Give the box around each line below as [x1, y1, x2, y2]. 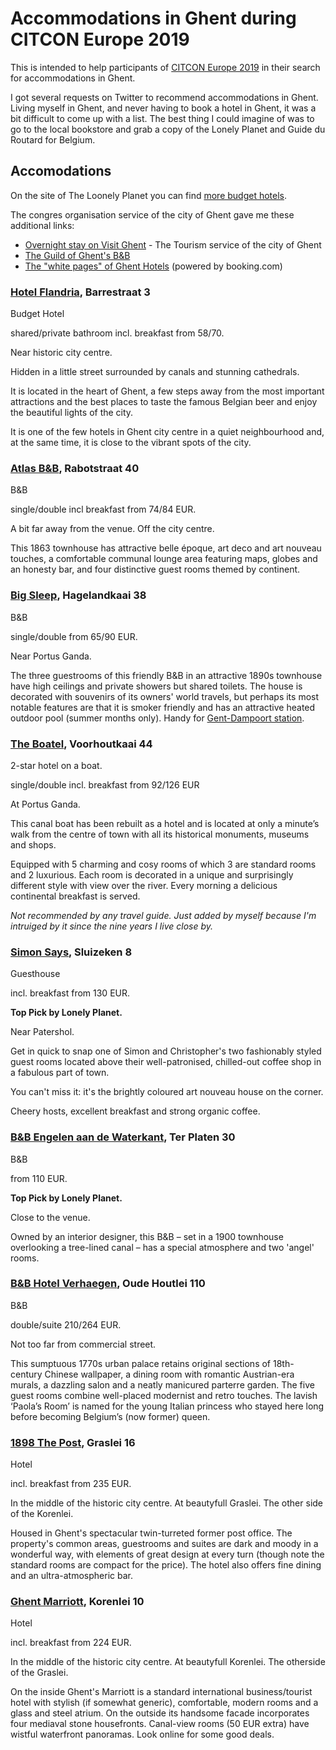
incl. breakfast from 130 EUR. [10, 987, 131, 999]
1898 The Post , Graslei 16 [10, 1435, 136, 1449]
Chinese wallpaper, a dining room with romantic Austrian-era [44, 1368, 295, 1380]
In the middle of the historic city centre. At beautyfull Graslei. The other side [10, 1497, 324, 1509]
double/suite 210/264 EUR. [10, 1318, 122, 1331]
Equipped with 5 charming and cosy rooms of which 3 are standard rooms [10, 858, 317, 870]
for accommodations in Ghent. [10, 72, 136, 84]
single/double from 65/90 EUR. [10, 630, 138, 642]
